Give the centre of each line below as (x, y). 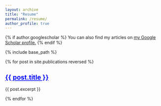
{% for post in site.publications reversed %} (49, 62)
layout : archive (22, 10)
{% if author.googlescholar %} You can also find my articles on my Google (80, 37)
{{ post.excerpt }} (23, 89)
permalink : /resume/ (26, 19)
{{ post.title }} (27, 77)
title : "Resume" (22, 14)
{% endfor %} (19, 99)
